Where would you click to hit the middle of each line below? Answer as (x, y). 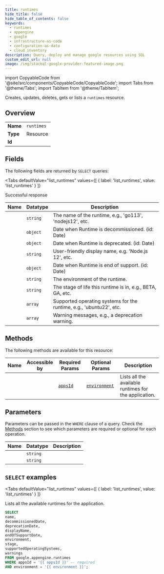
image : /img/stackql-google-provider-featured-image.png (64, 64)
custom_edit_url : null (28, 59)
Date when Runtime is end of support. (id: (101, 265)
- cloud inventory (28, 50)
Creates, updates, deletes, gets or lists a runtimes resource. (65, 97)
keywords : (15, 23)
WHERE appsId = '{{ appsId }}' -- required (50, 562)
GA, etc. (62, 293)
